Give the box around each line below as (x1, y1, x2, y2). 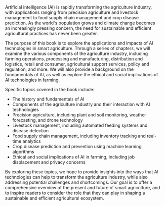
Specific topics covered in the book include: (5, 87, 95, 92)
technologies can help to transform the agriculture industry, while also (5, 174, 148, 180)
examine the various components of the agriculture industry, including (5, 51, 148, 56)
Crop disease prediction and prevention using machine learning (12, 144, 142, 149)
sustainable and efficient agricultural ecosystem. (5, 195, 105, 201)
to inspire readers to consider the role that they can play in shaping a (5, 190, 145, 196)
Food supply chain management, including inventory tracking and (12, 133, 146, 139)
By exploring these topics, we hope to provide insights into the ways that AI (5, 169, 159, 175)
